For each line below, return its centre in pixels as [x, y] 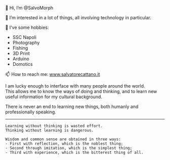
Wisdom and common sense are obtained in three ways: [63, 139]
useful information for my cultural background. [54, 97]
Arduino [21, 59]
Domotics [23, 64]
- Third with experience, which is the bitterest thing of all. [74, 152]
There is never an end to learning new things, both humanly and [72, 107]
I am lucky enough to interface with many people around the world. [75, 86]
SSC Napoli [25, 37]
